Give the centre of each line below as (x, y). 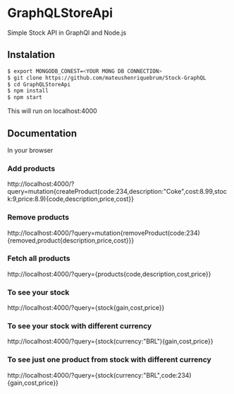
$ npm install (28, 91)
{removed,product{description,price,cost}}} (71, 240)
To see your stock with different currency (80, 326)
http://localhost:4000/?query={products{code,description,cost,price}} (109, 274)
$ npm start (25, 98)
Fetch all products (39, 258)
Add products (31, 168)
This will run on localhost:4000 (52, 111)
